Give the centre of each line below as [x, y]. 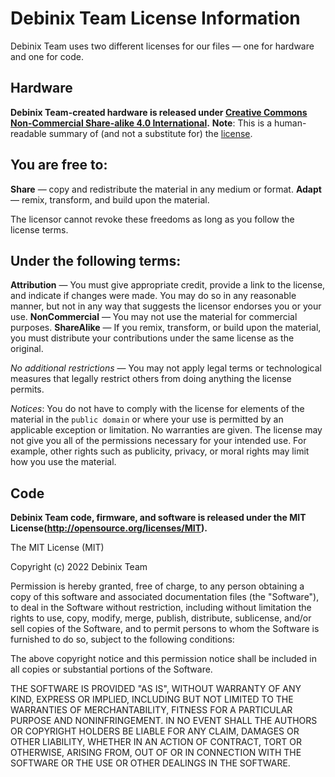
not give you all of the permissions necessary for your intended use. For [158, 441]
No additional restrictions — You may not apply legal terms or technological [166, 368]
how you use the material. [63, 462]
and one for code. [47, 56]
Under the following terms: [96, 260]
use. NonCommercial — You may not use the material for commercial [154, 317]
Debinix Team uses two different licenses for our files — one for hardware [162, 46]
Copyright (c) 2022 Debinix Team [79, 567]
